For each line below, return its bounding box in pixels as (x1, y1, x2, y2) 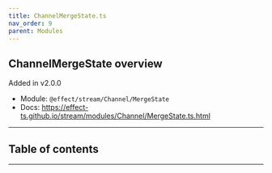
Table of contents (8, 142, 99, 156)
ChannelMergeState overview (8, 57, 164, 70)
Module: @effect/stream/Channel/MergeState (19, 94, 170, 103)
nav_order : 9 (8, 19, 53, 27)
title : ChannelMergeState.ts (8, 11, 107, 20)
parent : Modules (8, 27, 63, 35)
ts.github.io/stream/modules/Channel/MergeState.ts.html (19, 111, 210, 121)
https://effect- (41, 103, 89, 112)
